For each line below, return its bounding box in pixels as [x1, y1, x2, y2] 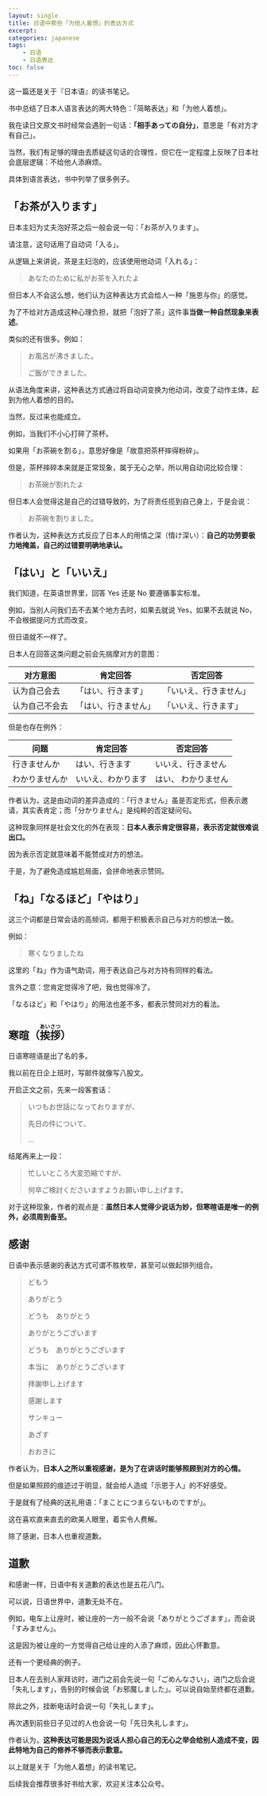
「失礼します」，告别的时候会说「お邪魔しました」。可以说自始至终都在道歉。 [8, 1684, 259, 1694]
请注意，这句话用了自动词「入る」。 [8, 239, 123, 249]
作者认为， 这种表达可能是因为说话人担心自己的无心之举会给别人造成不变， [8, 1735, 252, 1744]
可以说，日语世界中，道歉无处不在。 [8, 1596, 127, 1606]
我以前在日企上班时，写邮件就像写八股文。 [8, 1068, 148, 1077]
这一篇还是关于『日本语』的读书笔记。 [8, 86, 133, 96]
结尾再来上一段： [8, 1151, 64, 1161]
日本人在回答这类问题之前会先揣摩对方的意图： [8, 649, 161, 658]
